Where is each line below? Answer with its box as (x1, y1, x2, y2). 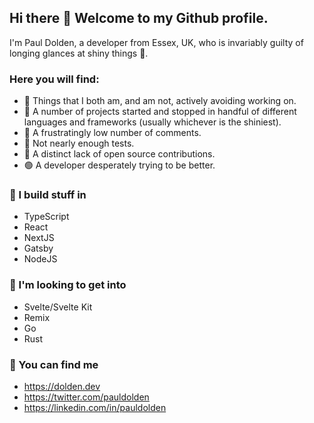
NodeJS (23, 253, 58, 265)
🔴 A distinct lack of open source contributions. (23, 148, 216, 160)
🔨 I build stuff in (9, 188, 87, 202)
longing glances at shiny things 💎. (9, 47, 149, 59)
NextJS (23, 232, 55, 244)
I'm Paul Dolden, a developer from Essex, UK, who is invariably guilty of (9, 36, 304, 48)
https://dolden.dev (23, 381, 101, 392)
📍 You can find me (9, 357, 99, 371)
